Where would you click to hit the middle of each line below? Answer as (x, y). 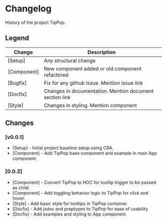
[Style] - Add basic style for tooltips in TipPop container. (70, 203)
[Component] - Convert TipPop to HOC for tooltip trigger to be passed (84, 182)
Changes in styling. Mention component (90, 105)
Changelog (28, 9)
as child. (21, 188)
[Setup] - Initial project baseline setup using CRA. (63, 148)
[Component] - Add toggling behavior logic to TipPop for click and (80, 193)
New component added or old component (93, 69)
